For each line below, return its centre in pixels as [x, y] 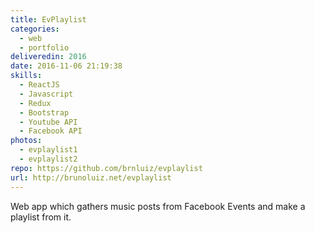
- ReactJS [39, 85]
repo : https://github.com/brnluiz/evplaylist [106, 168]
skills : [26, 76]
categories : [35, 29]
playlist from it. [41, 217]
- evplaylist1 [48, 150]
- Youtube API [48, 122]
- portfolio [44, 47]
